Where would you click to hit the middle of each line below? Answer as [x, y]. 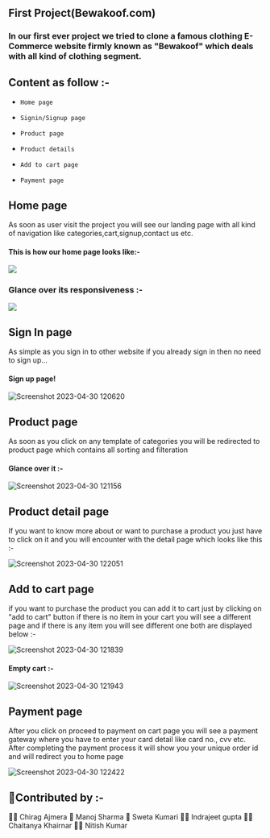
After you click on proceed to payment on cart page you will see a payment [133, 731]
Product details [47, 149]
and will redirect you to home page [66, 757]
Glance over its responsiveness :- [76, 290]
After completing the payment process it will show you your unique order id [133, 748]
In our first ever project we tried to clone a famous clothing [126, 36]
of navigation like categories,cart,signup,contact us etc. [101, 233]
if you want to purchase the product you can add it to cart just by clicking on [135, 608]
